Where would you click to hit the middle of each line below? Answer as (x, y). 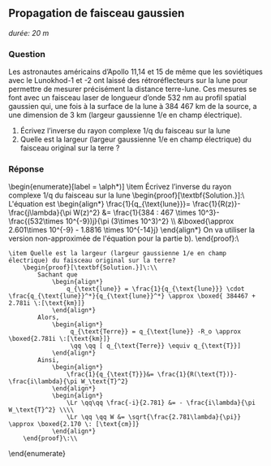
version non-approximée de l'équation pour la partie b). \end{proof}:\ (124, 238)
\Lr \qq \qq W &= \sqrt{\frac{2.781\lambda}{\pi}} (154, 417)
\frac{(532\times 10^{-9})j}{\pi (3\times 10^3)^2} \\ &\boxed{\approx (121, 221)
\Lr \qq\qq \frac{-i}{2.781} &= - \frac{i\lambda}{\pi (161, 403)
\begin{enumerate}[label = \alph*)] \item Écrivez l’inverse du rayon (120, 187)
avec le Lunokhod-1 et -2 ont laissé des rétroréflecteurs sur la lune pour (128, 81)
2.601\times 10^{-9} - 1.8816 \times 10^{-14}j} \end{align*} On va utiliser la (132, 230)
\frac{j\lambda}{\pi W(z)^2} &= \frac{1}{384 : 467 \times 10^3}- (114, 213)
